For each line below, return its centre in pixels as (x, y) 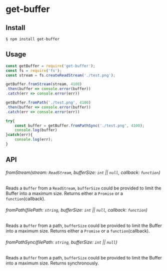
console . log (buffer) (36, 130)
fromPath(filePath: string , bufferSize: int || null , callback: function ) (77, 210)
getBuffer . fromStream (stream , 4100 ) (44, 84)
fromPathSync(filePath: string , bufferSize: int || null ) (61, 242)
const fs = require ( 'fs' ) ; (34, 70)
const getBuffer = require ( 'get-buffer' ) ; (50, 66)
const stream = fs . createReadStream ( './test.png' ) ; (60, 75)
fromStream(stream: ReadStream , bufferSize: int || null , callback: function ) (83, 172)
